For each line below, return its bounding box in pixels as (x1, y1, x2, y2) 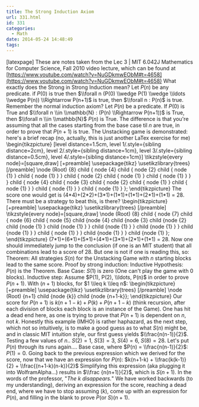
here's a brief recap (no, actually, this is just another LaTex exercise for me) (6, 134, 191, 141)
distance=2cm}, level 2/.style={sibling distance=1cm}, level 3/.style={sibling (6, 147, 192, 154)
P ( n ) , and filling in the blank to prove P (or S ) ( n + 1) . (6, 394, 130, 401)
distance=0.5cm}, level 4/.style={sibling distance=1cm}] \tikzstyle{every (6, 153, 183, 160)
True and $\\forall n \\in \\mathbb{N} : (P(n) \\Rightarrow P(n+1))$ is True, (6, 108, 185, 116)
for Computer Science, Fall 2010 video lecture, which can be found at (6, 64, 176, 72)
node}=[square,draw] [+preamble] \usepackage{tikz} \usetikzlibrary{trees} (6, 159, 190, 167)
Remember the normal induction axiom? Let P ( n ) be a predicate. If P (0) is (6, 102, 185, 110)
